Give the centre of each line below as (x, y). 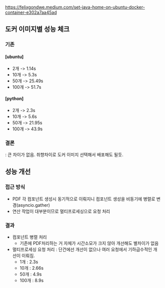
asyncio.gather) (34, 205)
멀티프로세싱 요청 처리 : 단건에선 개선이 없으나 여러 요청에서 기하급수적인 (82, 249)
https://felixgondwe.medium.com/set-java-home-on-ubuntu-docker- (75, 7)
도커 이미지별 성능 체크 (38, 29)
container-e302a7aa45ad (31, 12)
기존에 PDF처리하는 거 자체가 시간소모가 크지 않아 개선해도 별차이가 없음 (89, 243)
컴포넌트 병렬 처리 (29, 237)
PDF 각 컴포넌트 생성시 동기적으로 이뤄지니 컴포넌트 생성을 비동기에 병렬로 (84, 199)
